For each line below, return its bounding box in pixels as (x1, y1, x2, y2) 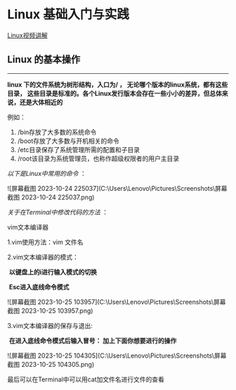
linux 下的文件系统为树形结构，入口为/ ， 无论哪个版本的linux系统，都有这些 (7, 80, 228, 89)
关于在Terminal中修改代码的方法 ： (7, 208, 109, 216)
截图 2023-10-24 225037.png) (7, 193, 95, 201)
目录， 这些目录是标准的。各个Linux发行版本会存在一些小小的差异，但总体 (7, 89, 223, 97)
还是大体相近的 (19, 98, 63, 106)
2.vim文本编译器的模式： (7, 253, 79, 261)
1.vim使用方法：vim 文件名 (7, 237, 84, 246)
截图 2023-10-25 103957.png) (7, 306, 93, 315)
